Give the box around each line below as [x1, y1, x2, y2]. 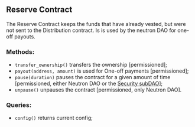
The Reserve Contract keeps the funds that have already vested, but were [6, 20, 186, 27]
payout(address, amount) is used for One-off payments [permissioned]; [14, 67, 189, 74]
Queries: [6, 101, 32, 109]
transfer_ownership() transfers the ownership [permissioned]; [14, 61, 167, 69]
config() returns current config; [14, 115, 93, 122]
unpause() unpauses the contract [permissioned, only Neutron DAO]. [14, 86, 182, 93]
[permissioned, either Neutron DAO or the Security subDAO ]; [14, 80, 163, 87]
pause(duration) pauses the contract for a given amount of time [14, 74, 171, 81]
